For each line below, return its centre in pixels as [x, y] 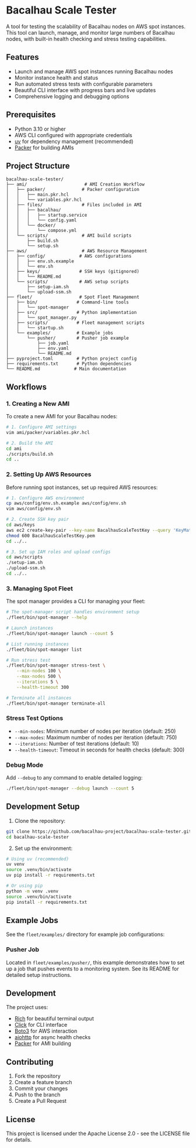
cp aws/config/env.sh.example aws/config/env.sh [66, 503]
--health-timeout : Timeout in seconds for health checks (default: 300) [99, 750]
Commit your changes [41, 1089]
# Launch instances [30, 628]
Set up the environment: [43, 848]
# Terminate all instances [39, 698]
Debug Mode [25, 765]
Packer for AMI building [43, 1044]
